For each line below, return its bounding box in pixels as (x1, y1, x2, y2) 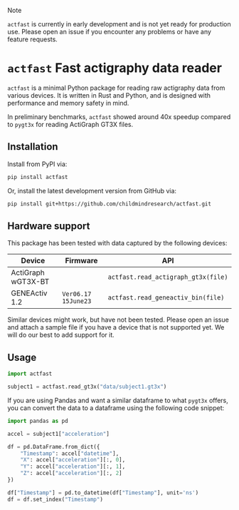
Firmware (65, 256, 98, 266)
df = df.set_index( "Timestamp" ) (7, 496, 103, 503)
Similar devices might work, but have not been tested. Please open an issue (7, 315, 229, 324)
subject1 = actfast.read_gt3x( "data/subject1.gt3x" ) (7, 383, 167, 390)
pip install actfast (7, 173, 69, 180)
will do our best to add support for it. (7, 331, 115, 340)
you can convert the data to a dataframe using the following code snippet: (7, 403, 225, 412)
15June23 (61, 297, 92, 305)
